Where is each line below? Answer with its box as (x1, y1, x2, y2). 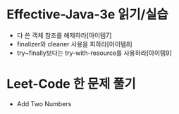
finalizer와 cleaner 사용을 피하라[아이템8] (16, 39, 132, 48)
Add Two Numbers (16, 99, 72, 108)
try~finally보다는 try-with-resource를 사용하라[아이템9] (16, 49, 172, 57)
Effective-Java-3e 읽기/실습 (6, 6, 168, 23)
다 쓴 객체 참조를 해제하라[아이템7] (16, 31, 112, 39)
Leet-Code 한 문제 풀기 (6, 76, 136, 92)
